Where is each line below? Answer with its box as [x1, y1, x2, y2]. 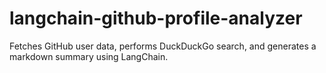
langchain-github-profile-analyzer [9, 7, 303, 30]
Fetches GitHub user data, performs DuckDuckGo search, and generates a [9, 40, 317, 52]
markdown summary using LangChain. [9, 50, 169, 62]
